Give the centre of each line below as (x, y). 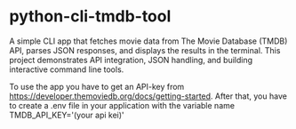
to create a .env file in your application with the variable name (122, 105)
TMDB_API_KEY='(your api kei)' (67, 115)
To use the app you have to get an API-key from (97, 86)
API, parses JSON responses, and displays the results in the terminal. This (145, 50)
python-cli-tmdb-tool (90, 16)
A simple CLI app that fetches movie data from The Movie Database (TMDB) (148, 41)
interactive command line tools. (67, 69)
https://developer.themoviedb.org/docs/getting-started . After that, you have (148, 96)
